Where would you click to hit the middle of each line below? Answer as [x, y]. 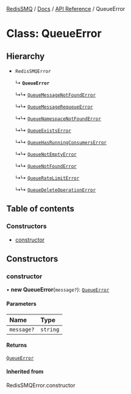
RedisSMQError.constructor [41, 385]
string [50, 329]
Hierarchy [26, 56]
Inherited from [25, 372]
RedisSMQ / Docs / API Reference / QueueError [66, 9]
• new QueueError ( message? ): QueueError [58, 290]
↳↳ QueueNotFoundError [46, 166]
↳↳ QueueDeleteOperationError [55, 190]
